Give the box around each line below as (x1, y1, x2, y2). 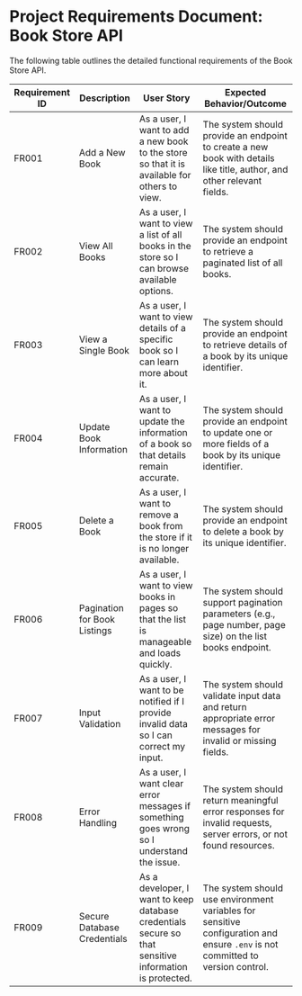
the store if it (138, 531, 193, 543)
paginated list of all (202, 256, 283, 269)
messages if (138, 799, 191, 812)
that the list (138, 613, 187, 625)
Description (79, 92, 130, 104)
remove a (138, 508, 179, 521)
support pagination (202, 596, 283, 608)
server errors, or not (202, 828, 288, 840)
